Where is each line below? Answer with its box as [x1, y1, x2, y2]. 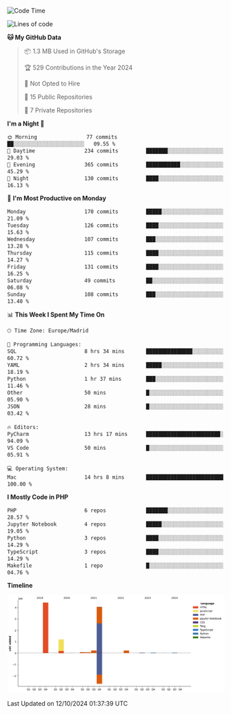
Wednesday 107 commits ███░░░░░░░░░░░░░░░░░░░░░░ [7, 236, 224, 243]
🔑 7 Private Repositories [23, 106, 92, 114]
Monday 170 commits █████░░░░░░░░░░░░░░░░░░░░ [7, 208, 224, 215]
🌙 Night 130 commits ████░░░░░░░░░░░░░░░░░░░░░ [7, 175, 224, 182]
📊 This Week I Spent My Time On [7, 310, 105, 319]
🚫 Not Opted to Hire [23, 79, 81, 88]
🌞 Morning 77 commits [7, 134, 118, 141]
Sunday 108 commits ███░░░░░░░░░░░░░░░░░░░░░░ [7, 291, 224, 298]
